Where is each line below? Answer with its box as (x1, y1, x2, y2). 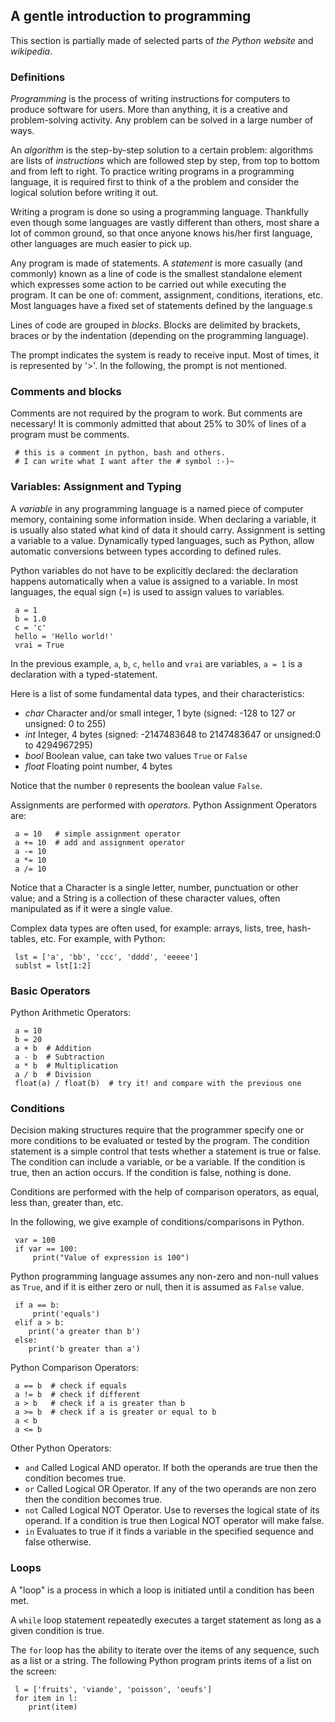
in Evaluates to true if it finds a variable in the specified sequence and (24, 1525, 314, 1538)
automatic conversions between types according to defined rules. (10, 545, 282, 557)
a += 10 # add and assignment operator (14, 837, 186, 848)
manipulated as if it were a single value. (10, 902, 173, 914)
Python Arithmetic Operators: (10, 1007, 132, 1018)
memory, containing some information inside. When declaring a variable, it (10, 513, 317, 525)
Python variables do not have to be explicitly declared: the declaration (10, 564, 298, 576)
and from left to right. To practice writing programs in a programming (10, 165, 295, 178)
